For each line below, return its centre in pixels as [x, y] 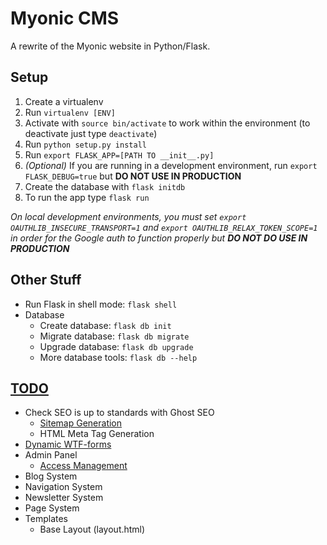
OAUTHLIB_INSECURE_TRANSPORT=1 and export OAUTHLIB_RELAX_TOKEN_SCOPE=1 [164, 227]
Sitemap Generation [81, 423]
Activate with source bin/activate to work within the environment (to [167, 123]
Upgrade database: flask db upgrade [116, 346]
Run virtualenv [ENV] [70, 112]
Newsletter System [64, 498]
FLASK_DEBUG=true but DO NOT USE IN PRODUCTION [133, 176]
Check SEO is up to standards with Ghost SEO [119, 413]
